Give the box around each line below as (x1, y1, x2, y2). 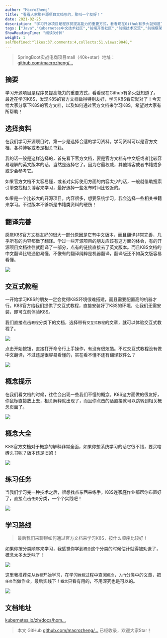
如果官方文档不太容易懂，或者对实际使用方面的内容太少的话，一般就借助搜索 (5, 178, 162, 185)
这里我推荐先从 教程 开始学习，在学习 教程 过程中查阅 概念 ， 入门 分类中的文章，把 (5, 572, 162, 578)
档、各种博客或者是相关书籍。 (5, 145, 66, 151)
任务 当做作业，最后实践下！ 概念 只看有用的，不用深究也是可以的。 (5, 578, 138, 584)
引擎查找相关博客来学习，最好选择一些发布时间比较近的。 (5, 185, 123, 191)
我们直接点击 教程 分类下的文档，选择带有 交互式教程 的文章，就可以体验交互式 (5, 319, 158, 325)
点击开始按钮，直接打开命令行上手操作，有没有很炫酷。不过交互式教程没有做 (5, 345, 162, 351)
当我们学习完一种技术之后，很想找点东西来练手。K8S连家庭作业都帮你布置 (5, 489, 158, 495)
